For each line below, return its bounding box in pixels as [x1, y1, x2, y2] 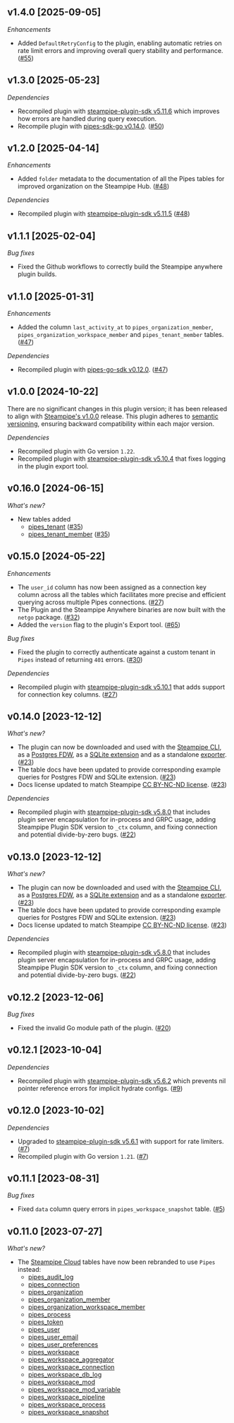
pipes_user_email [27, 1333, 79, 1342]
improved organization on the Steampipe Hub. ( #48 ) [17, 182, 170, 191]
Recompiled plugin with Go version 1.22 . [17, 447, 135, 455]
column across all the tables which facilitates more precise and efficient [17, 590, 226, 598]
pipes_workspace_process [27, 1400, 106, 1409]
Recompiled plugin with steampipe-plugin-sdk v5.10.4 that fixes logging [17, 454, 226, 463]
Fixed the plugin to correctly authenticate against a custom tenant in [17, 647, 216, 656]
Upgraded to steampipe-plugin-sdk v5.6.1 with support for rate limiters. [17, 1137, 224, 1145]
